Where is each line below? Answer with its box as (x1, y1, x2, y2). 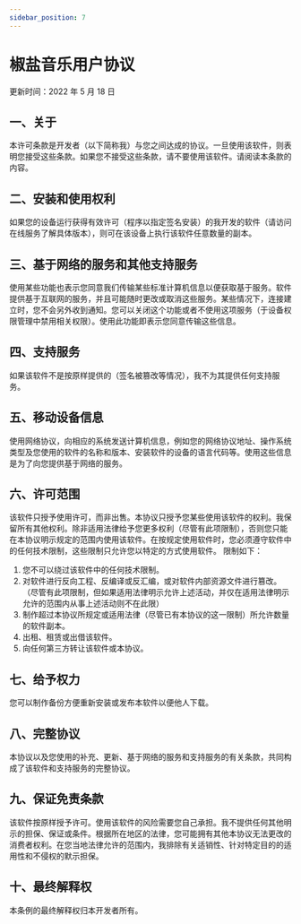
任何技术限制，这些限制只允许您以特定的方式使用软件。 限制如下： (16, 546, 262, 557)
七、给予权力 (9, 671, 81, 687)
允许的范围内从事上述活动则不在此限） (21, 598, 164, 609)
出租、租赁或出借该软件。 (21, 632, 117, 643)
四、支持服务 (9, 344, 81, 359)
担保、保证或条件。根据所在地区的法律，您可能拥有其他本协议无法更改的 (24, 828, 292, 839)
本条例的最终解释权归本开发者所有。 (9, 904, 143, 915)
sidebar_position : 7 (9, 13, 87, 22)
